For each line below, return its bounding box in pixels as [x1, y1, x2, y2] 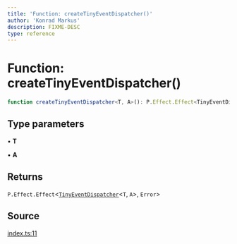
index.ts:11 [7, 228, 37, 237]
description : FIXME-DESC [7, 23, 80, 30]
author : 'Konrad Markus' [7, 17, 80, 24]
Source [7, 210, 40, 222]
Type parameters [7, 118, 85, 130]
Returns [7, 171, 44, 183]
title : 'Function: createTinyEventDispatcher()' [7, 10, 153, 18]
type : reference [7, 30, 55, 37]
